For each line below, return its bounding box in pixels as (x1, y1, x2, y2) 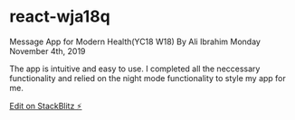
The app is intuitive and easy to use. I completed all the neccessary (9, 63, 261, 74)
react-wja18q (9, 6, 110, 27)
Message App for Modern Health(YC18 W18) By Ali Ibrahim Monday (9, 36, 261, 47)
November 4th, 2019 (9, 45, 86, 56)
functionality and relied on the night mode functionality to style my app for (9, 72, 287, 83)
